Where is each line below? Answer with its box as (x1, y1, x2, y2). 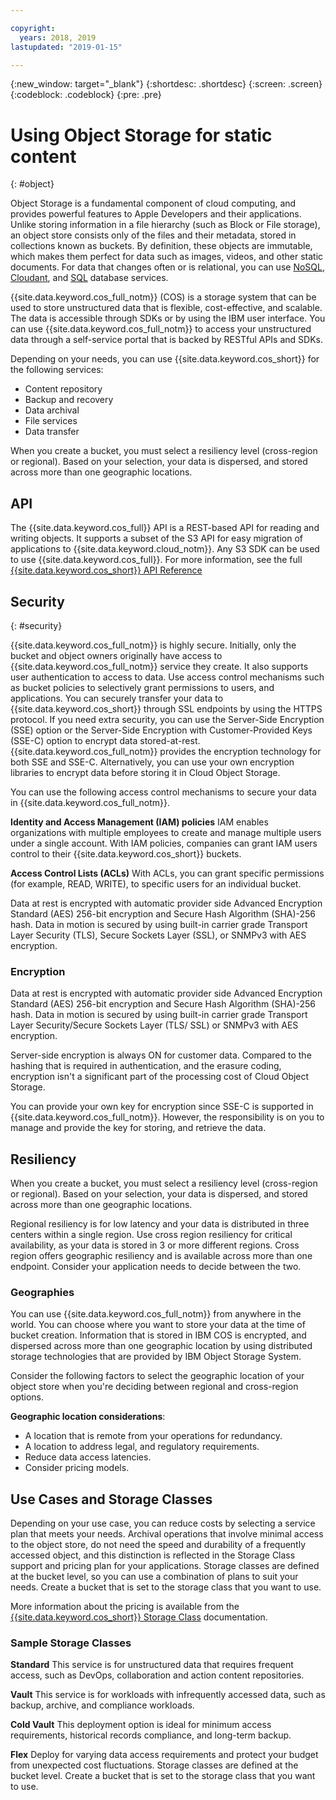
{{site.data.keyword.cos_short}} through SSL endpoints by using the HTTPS (10, 702, 323, 715)
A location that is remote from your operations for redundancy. (24, 1430, 283, 1442)
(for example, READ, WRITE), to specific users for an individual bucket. (10, 877, 302, 890)
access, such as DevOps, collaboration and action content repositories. (10, 1669, 305, 1681)
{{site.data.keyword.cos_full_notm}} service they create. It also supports (10, 660, 309, 672)
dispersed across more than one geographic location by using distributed (10, 1340, 313, 1352)
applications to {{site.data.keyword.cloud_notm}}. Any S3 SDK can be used (10, 543, 320, 555)
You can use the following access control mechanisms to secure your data (10, 786, 317, 798)
